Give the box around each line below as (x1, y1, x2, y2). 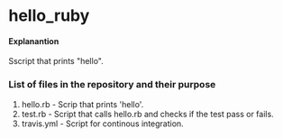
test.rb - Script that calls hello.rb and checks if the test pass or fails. (21, 108, 274, 119)
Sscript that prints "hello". (8, 56, 105, 67)
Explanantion (8, 35, 59, 46)
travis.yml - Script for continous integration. (21, 118, 184, 129)
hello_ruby (8, 5, 90, 26)
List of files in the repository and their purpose (8, 78, 216, 91)
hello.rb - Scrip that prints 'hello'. (21, 98, 144, 109)
